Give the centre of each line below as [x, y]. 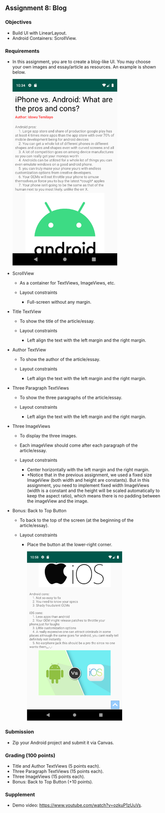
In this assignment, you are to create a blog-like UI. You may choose [82, 62]
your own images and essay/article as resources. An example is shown [84, 67]
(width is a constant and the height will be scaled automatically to [93, 491]
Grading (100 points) [30, 755]
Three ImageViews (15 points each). [49, 777]
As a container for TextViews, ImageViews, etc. [67, 283]
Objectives [18, 22]
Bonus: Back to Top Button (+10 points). [53, 782]
